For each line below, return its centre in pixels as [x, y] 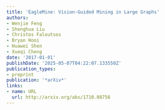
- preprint [20, 75]
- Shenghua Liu [26, 29]
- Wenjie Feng [24, 23]
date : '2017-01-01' [31, 57]
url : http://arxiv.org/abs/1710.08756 [61, 97]
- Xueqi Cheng [24, 52]
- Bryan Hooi [23, 40]
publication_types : [31, 69]
